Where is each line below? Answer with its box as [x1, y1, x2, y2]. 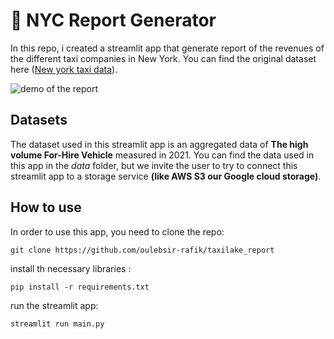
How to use [10, 199, 82, 216]
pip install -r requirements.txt [10, 282, 150, 292]
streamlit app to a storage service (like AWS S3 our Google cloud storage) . [10, 170, 322, 182]
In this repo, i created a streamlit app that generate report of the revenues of [10, 42, 325, 54]
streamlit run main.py [10, 319, 105, 329]
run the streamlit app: [10, 299, 99, 311]
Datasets [10, 112, 68, 129]
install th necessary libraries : [10, 262, 132, 274]
